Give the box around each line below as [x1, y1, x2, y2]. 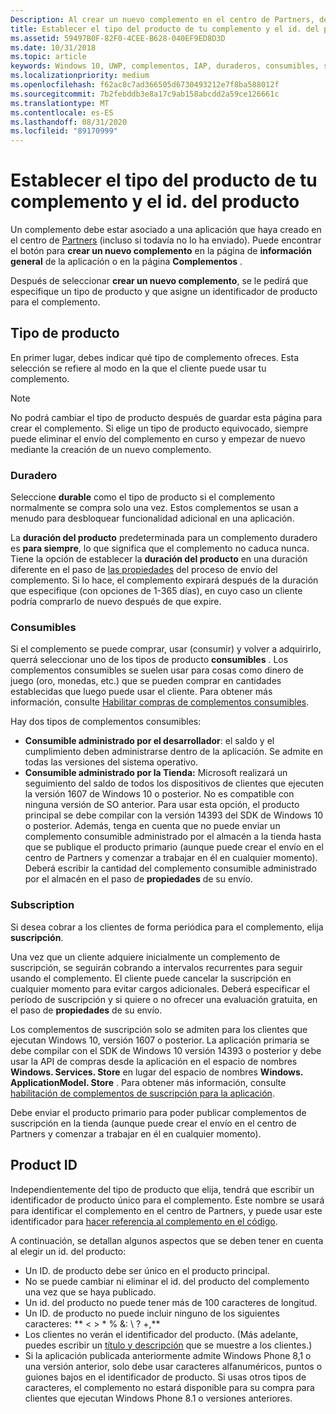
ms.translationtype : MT [10, 98, 110, 108]
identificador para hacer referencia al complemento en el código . [10, 1215, 278, 1227]
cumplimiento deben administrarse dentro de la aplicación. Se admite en [24, 746, 324, 758]
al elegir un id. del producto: [10, 1245, 127, 1257]
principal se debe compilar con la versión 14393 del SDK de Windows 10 [24, 809, 324, 821]
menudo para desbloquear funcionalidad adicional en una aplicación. [10, 512, 295, 525]
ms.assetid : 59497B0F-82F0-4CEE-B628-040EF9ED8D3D [10, 33, 226, 43]
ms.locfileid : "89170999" [10, 126, 118, 136]
